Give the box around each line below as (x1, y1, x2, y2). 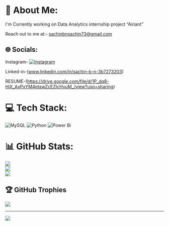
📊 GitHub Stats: (5, 141, 74, 152)
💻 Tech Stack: (5, 102, 67, 114)
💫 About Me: (5, 5, 58, 16)
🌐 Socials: (5, 45, 38, 54)
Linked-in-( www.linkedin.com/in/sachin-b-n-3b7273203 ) (5, 68, 124, 74)
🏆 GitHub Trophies (5, 186, 67, 194)
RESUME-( (5, 78, 28, 84)
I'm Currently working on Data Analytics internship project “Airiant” (5, 21, 144, 27)
